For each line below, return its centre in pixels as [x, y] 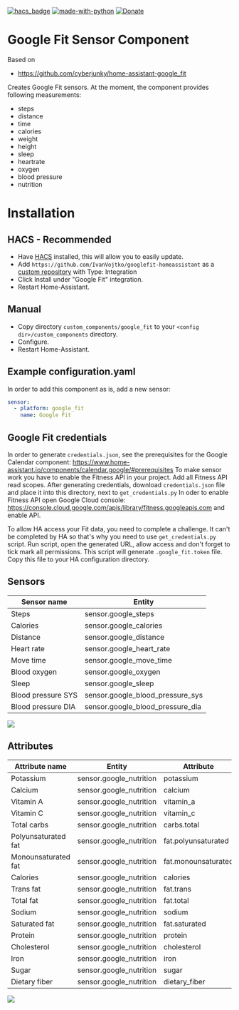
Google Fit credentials [57, 438]
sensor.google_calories [123, 626]
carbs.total [181, 825]
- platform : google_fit [49, 409]
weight [27, 138]
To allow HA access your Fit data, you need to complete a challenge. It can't [119, 529]
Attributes [30, 746]
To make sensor [198, 470]
